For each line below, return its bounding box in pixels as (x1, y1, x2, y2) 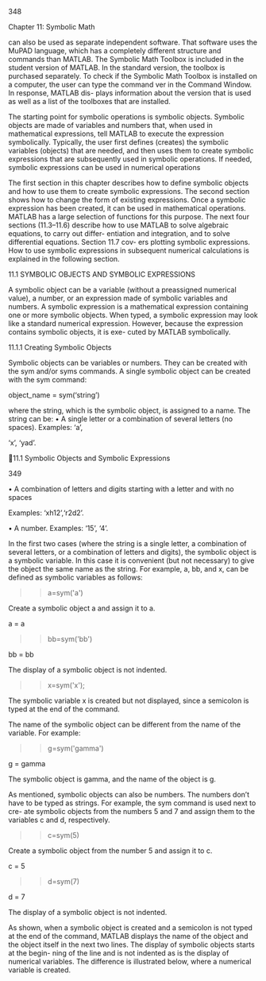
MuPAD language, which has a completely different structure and (8, 46, 222, 55)
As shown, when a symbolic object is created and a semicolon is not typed (8, 923, 253, 933)
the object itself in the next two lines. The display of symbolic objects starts (8, 940, 256, 949)
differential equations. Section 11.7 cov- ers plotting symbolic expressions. (8, 238, 250, 246)
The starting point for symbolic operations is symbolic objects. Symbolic (8, 112, 245, 122)
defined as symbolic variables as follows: (8, 572, 143, 582)
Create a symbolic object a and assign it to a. (8, 603, 156, 613)
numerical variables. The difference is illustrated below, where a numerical (8, 957, 252, 966)
